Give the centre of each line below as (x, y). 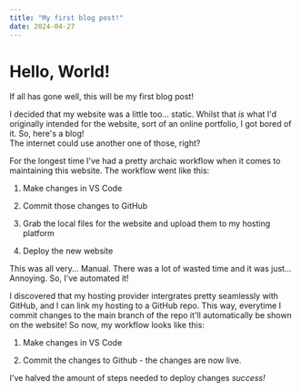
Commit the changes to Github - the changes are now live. (132, 360)
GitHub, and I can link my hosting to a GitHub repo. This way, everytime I (145, 305)
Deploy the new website (68, 251)
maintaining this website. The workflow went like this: (110, 170)
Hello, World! (60, 72)
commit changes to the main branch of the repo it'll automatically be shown (151, 315)
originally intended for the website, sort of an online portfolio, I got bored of (151, 124)
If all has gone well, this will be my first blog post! (101, 97)
